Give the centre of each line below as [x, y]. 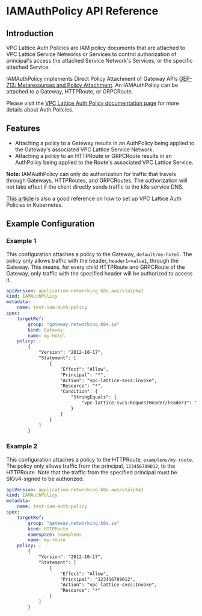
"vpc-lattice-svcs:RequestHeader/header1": [137, 403]
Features [23, 129]
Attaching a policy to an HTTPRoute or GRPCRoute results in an [93, 156]
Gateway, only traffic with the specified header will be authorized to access [99, 273]
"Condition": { [79, 392]
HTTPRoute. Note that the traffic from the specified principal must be [92, 472]
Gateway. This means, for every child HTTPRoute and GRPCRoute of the [96, 267]
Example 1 [21, 241]
